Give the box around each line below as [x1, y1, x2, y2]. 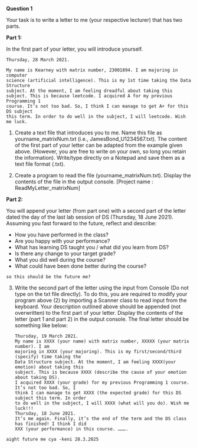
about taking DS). [14, 374, 60, 380]
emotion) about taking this [14, 364, 84, 370]
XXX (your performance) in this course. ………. [14, 426, 129, 432]
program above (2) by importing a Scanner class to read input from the [14, 297, 187, 304]
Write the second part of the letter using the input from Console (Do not [14, 284, 189, 291]
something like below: [14, 322, 68, 329]
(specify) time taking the [14, 354, 81, 360]
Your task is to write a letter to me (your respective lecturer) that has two [6, 17, 183, 23]
